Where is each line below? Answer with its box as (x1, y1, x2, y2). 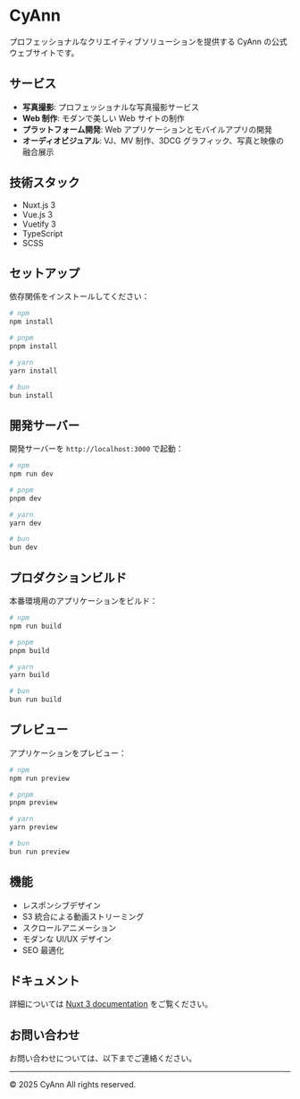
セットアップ (9, 265, 80, 280)
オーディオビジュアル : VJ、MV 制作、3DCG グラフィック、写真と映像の (21, 135, 284, 146)
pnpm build (9, 646, 50, 655)
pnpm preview (9, 798, 58, 807)
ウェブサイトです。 (9, 47, 79, 58)
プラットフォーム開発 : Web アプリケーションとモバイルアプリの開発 (21, 124, 272, 134)
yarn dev (9, 519, 42, 528)
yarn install (9, 366, 58, 375)
